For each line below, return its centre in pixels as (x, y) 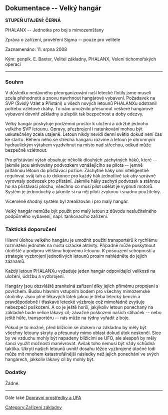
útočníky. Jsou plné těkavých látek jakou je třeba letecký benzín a (73, 297)
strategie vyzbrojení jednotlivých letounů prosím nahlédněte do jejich (76, 256)
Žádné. (12, 383)
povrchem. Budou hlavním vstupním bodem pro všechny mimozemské (77, 291)
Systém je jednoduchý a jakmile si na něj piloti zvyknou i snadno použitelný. (83, 192)
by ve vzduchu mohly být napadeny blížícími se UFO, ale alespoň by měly (81, 338)
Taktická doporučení (31, 229)
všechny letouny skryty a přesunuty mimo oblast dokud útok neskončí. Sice (83, 333)
